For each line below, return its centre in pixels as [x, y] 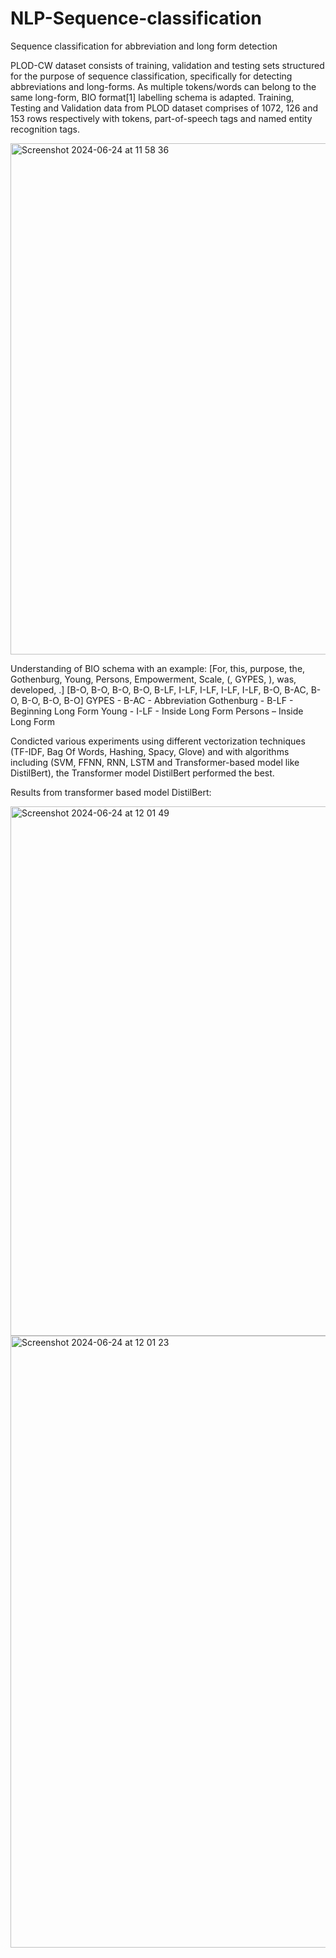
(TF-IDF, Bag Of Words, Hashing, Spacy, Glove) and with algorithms [150, 751]
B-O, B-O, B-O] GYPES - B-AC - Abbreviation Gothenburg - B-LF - [157, 700]
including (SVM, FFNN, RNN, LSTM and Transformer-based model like [155, 762]
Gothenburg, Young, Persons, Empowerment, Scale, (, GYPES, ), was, [153, 679]
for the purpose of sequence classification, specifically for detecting [151, 76]
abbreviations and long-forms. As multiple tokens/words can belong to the [163, 86]
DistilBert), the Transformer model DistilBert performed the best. [142, 773]
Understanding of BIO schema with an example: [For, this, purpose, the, [158, 668]
